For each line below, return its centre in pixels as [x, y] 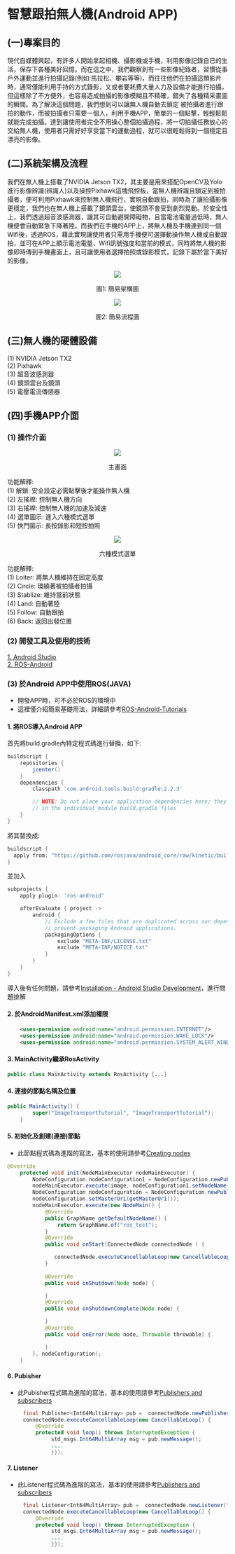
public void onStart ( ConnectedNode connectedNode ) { [124, 1244]
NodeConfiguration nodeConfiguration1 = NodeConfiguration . [122, 1179]
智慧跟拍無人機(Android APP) [93, 14]
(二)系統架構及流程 [48, 164]
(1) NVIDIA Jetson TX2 [40, 358]
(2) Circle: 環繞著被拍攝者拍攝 [50, 586]
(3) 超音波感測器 [31, 374]
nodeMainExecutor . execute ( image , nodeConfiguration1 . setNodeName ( [131, 1186]
